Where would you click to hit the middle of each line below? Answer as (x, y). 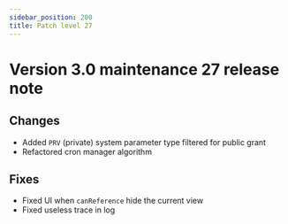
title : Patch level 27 (51, 26)
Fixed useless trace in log (68, 210)
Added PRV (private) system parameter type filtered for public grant (144, 142)
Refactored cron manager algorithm (87, 151)
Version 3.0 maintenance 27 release (144, 70)
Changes (34, 121)
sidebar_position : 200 (51, 17)
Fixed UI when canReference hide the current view (113, 201)
